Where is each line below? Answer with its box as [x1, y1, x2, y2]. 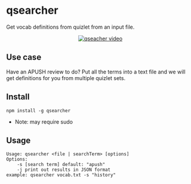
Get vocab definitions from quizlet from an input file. [6, 23, 135, 30]
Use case [6, 52, 42, 63]
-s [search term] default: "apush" [17, 162, 106, 168]
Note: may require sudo [14, 118, 73, 125]
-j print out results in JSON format [17, 167, 111, 173]
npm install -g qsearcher [6, 108, 70, 114]
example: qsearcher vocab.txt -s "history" [6, 172, 116, 178]
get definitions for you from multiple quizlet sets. [6, 74, 126, 81]
